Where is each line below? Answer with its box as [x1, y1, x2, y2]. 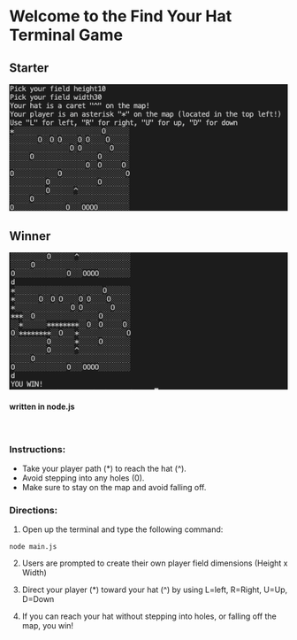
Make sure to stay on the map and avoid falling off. [21, 482, 207, 493]
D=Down [21, 594, 55, 605]
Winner [9, 228, 51, 243]
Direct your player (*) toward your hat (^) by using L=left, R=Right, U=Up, [21, 584, 288, 595]
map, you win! [21, 621, 73, 631]
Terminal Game [9, 25, 124, 45]
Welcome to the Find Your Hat [9, 6, 232, 27]
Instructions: [9, 443, 66, 455]
